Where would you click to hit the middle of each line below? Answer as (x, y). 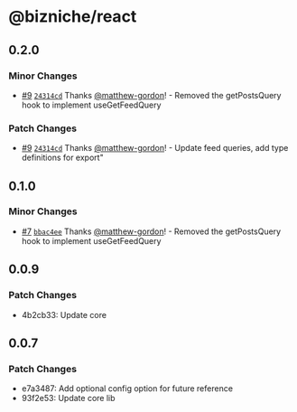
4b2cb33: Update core (64, 314)
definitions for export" (63, 158)
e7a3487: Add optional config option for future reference (127, 389)
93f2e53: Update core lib (68, 398)
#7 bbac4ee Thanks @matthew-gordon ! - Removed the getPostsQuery (151, 231)
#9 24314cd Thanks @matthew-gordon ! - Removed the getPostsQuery (151, 95)
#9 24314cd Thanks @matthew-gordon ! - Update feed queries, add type (155, 148)
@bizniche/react (73, 17)
